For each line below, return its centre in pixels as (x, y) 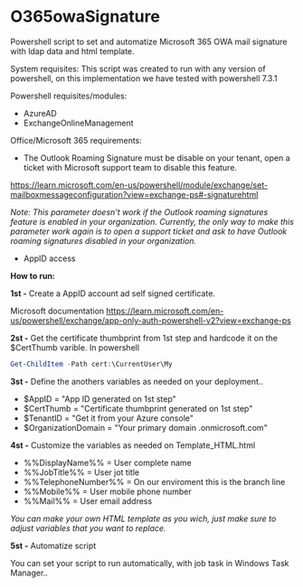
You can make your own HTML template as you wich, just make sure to (143, 518)
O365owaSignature (85, 17)
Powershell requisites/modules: (69, 96)
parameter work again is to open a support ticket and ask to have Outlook (149, 231)
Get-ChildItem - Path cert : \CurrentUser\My (91, 364)
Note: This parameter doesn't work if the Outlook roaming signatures (139, 212)
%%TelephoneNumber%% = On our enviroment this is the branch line (154, 481)
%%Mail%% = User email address (88, 501)
